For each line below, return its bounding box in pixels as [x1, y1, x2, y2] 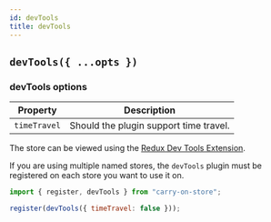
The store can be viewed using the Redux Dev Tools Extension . [9, 143, 246, 154]
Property [17, 104, 57, 116]
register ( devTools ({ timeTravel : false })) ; [9, 204, 181, 214]
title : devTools [9, 22, 71, 31]
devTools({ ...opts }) [9, 55, 138, 68]
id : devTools [9, 13, 59, 23]
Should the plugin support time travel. [69, 119, 230, 132]
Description [124, 104, 176, 116]
